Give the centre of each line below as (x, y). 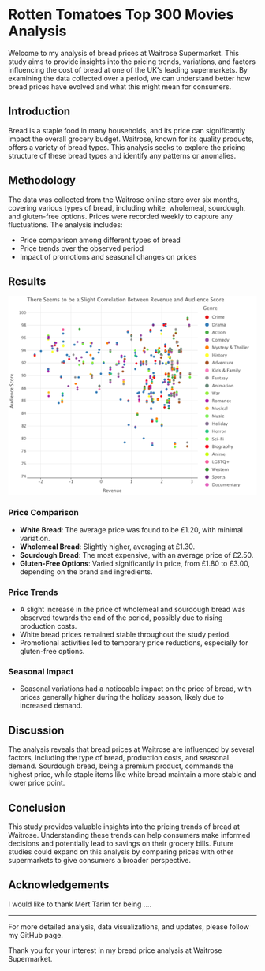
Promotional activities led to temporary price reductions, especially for (134, 643)
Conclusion (37, 807)
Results (27, 281)
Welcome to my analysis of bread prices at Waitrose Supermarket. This (123, 53)
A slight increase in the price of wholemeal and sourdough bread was (132, 610)
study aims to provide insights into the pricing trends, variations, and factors (132, 62)
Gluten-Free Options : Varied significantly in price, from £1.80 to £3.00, (135, 563)
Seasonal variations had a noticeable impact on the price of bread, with (136, 689)
